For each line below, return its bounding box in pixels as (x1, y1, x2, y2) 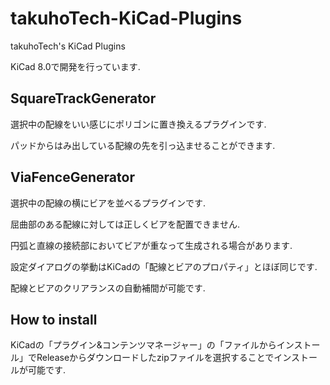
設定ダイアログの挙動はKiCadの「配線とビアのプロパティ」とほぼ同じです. (10, 260, 318, 272)
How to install (10, 311, 98, 328)
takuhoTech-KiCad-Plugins (10, 7, 243, 30)
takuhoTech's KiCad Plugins (10, 40, 126, 52)
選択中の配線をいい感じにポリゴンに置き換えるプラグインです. (10, 118, 267, 130)
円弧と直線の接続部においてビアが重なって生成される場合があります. (10, 239, 293, 251)
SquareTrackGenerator (10, 90, 157, 107)
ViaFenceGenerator (10, 169, 135, 186)
